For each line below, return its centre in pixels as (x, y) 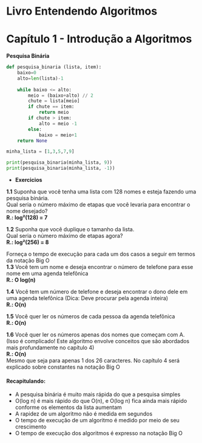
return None (32, 141)
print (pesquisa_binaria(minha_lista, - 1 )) (61, 169)
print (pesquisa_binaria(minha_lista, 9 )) (59, 162)
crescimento (31, 427)
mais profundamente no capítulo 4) (50, 347)
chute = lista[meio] (54, 101)
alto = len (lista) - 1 (40, 78)
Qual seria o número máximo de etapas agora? (65, 236)
